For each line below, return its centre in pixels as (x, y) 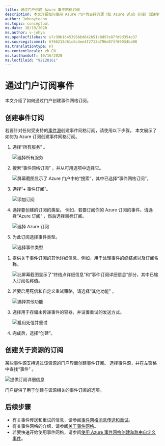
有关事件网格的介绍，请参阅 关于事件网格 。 (55, 426)
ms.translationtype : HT (29, 46)
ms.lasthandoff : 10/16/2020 (34, 55)
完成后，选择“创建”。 (34, 333)
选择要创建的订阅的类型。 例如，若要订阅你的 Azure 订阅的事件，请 (80, 210)
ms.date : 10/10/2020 (26, 28)
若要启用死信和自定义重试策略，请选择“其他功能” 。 (64, 291)
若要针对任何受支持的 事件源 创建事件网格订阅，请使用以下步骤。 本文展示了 (81, 130)
